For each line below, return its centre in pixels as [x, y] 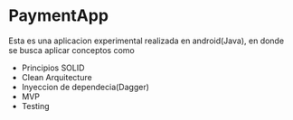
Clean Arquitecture [57, 77]
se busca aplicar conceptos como [71, 50]
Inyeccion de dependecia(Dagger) [85, 87]
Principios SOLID [53, 68]
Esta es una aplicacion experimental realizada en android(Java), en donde [146, 41]
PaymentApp [59, 16]
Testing [36, 106]
